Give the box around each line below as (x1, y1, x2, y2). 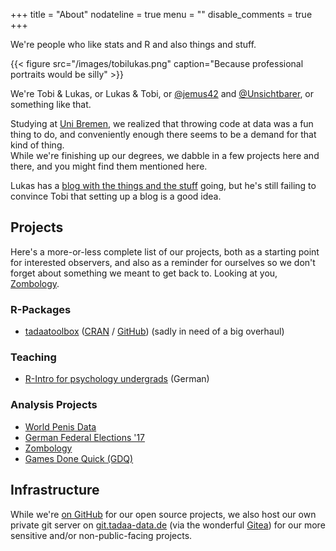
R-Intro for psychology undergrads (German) (24, 373, 210, 385)
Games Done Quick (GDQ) (24, 452, 134, 464)
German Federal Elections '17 (24, 431, 146, 443)
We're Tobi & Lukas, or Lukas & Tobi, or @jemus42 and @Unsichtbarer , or (10, 88, 315, 99)
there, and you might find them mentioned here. (10, 160, 208, 172)
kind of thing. (10, 139, 65, 151)
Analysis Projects (10, 398, 98, 412)
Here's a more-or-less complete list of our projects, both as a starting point (10, 245, 320, 258)
